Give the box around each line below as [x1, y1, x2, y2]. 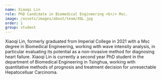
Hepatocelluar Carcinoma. [5, 69, 58, 75]
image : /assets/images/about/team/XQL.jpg [5, 16, 93, 21]
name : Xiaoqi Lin [5, 7, 41, 12]
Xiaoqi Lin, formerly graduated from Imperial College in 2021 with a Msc [5, 38, 150, 44]
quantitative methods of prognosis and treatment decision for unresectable [5, 64, 157, 70]
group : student [5, 25, 36, 30]
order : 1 [5, 20, 23, 26]
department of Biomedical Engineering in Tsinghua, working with [5, 59, 136, 65]
